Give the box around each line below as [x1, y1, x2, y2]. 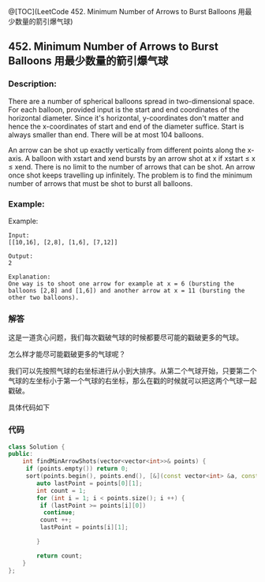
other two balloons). [8, 293, 80, 301]
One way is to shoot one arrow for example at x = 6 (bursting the [8, 279, 235, 288]
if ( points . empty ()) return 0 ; [25, 464, 129, 473]
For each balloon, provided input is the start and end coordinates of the [8, 105, 240, 114]
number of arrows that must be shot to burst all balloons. [8, 178, 193, 188]
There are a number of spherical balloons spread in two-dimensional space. [8, 96, 255, 106]
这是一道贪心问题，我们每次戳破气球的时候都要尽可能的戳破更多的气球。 [8, 333, 243, 342]
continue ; [43, 509, 77, 517]
